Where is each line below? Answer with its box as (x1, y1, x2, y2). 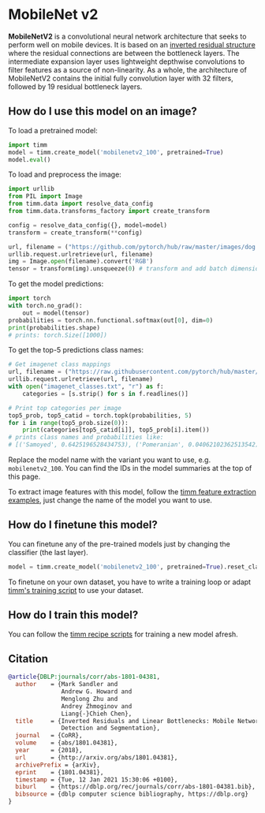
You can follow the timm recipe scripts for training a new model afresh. (8, 629, 238, 639)
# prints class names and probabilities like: (8, 434, 164, 442)
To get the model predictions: (8, 279, 104, 289)
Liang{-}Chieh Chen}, (61, 710, 132, 718)
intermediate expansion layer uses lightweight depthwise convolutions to (8, 57, 245, 66)
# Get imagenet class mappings (8, 360, 111, 368)
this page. (8, 472, 41, 481)
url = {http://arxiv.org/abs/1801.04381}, (15, 753, 178, 762)
